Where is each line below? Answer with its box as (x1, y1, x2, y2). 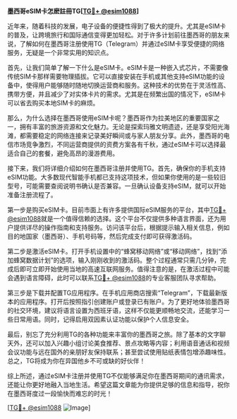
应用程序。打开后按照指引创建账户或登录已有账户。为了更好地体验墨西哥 (19, 297, 230, 306)
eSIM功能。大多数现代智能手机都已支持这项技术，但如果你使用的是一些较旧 (7, 173, 226, 181)
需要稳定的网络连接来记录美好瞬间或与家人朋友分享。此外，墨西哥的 (25, 131, 224, 140)
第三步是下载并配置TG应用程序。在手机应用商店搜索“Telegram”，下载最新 (7, 289, 221, 297)
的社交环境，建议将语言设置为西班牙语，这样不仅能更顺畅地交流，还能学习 (7, 307, 224, 314)
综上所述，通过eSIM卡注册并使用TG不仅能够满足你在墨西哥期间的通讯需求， (7, 372, 229, 380)
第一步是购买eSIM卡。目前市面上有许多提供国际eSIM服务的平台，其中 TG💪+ (7, 206, 227, 214)
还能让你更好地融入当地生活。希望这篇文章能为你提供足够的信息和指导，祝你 (7, 381, 230, 389)
